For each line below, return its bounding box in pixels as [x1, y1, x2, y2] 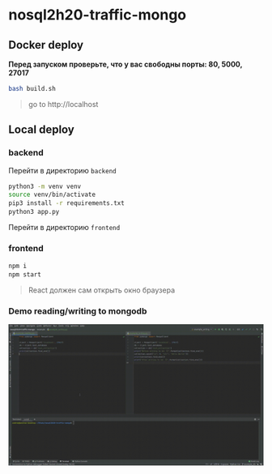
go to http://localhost [28, 99, 99, 109]
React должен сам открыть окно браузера [28, 285, 176, 295]
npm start [8, 271, 42, 279]
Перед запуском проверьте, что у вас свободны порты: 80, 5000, [8, 59, 243, 69]
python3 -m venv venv [8, 182, 82, 190]
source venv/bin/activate [8, 190, 96, 199]
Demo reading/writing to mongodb [8, 305, 147, 317]
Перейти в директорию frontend [8, 223, 121, 233]
